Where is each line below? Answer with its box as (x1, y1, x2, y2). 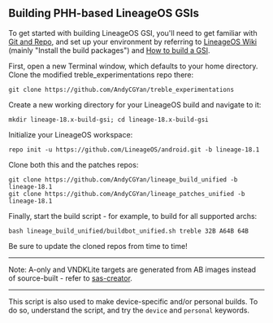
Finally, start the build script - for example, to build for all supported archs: (8, 211, 258, 220)
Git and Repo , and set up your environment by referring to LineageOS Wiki (8, 37, 258, 46)
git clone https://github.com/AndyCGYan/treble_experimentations (8, 85, 234, 94)
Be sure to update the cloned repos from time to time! (8, 241, 188, 251)
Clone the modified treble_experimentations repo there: (8, 69, 194, 80)
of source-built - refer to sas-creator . (8, 273, 132, 283)
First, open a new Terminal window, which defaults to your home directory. (8, 61, 258, 71)
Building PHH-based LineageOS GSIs (8, 7, 199, 20)
